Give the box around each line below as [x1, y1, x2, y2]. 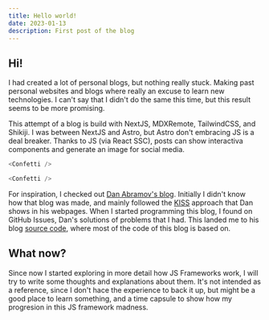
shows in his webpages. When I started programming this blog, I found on [8, 206, 253, 215]
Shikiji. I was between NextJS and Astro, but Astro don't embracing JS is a [8, 128, 255, 137]
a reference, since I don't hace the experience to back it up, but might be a [8, 285, 255, 294]
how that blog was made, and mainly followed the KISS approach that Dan [8, 198, 254, 207]
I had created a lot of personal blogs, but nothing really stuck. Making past [8, 78, 255, 88]
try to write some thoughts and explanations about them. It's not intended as [8, 277, 261, 286]
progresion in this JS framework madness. [8, 302, 149, 312]
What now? [8, 247, 67, 261]
